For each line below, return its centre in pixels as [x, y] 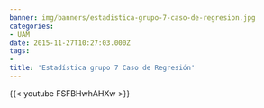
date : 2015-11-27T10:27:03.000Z [70, 43]
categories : [32, 26]
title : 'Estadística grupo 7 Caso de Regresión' [102, 68]
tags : [19, 51]
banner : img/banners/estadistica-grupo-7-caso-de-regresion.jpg [132, 18]
